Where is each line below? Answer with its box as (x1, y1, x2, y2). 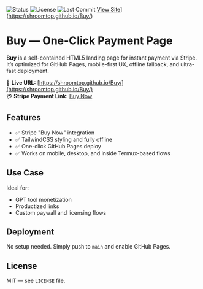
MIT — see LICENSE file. (6, 277, 66, 285)
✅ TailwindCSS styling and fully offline (15, 136, 112, 143)
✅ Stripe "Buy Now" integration (15, 129, 95, 136)
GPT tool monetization (15, 196, 72, 203)
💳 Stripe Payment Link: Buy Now (6, 92, 93, 99)
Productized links (15, 202, 59, 210)
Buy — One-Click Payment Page (6, 34, 173, 48)
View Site (96, 6, 121, 13)
